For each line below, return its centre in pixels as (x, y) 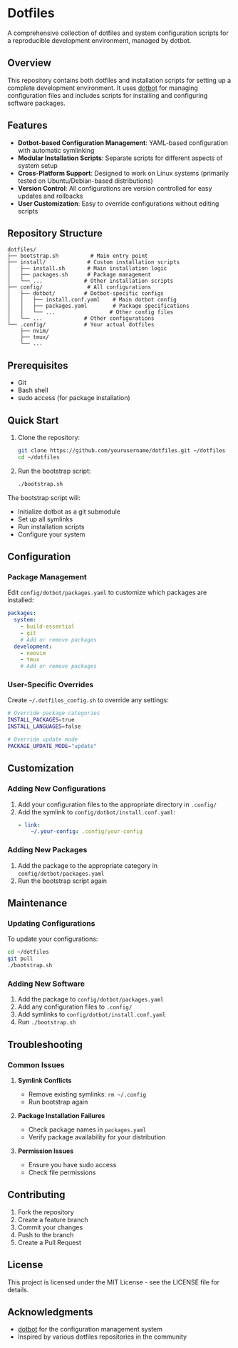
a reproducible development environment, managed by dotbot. (99, 40)
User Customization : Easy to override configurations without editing (118, 203)
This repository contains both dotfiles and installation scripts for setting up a (119, 80)
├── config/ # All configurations (79, 287)
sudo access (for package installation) (74, 398)
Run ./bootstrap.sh (47, 1022)
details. (18, 1289)
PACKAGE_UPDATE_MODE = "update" (52, 746)
